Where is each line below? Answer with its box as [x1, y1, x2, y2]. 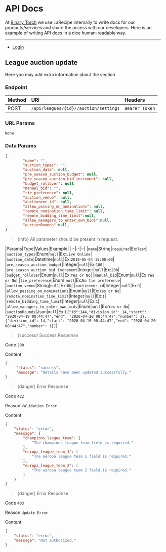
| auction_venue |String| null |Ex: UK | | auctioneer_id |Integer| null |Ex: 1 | [5, 282, 142, 288]
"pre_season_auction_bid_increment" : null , [23, 176, 114, 182]
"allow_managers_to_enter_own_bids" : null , [23, 218, 112, 223]
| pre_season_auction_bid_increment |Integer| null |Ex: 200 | [5, 266, 120, 272]
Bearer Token [124, 106, 155, 111]
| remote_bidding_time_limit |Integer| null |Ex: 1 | [5, 298, 100, 304]
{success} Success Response [17, 332, 78, 338]
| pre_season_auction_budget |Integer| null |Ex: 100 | [5, 261, 104, 267]
